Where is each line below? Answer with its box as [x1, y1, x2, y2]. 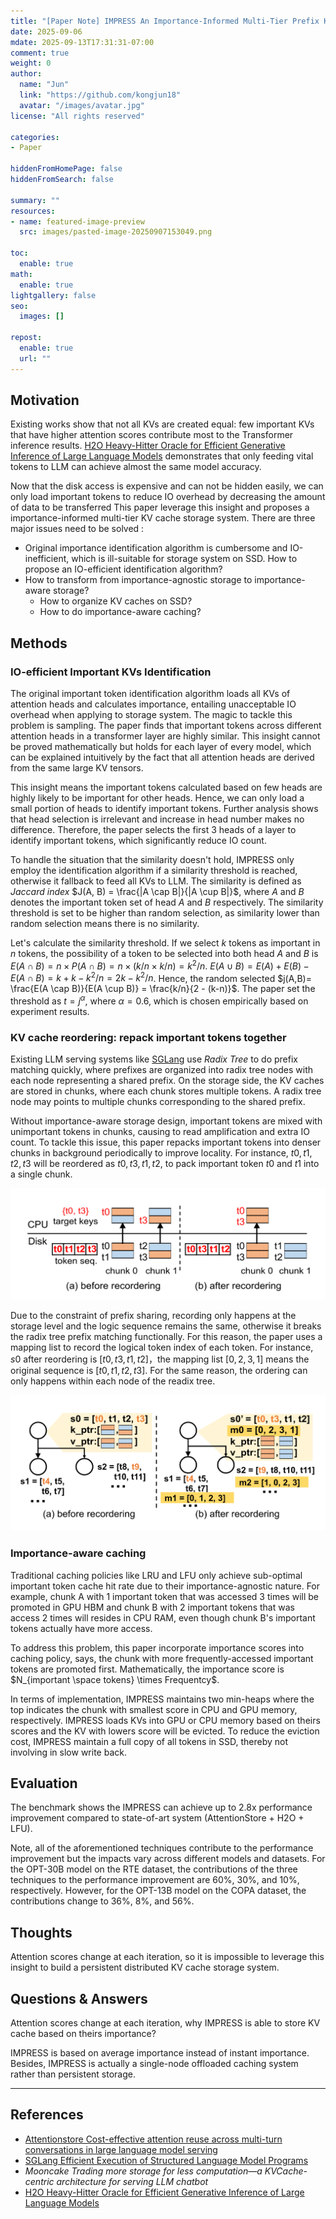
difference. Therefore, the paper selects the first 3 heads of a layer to [10, 824, 297, 836]
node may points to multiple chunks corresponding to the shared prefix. [10, 1096, 306, 1108]
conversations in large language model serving [24, 2143, 218, 2155]
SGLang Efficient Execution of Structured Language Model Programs [24, 2154, 309, 2166]
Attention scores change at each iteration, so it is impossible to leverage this [10, 1951, 325, 1963]
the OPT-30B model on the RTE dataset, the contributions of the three [10, 1863, 298, 1875]
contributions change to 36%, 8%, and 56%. [10, 1895, 195, 1907]
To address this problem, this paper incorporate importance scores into [10, 1641, 305, 1654]
